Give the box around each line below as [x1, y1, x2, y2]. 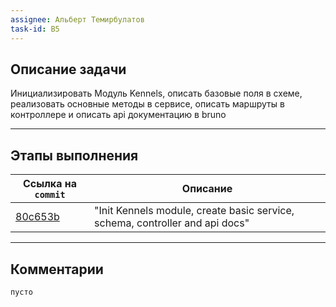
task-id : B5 [10, 24, 60, 34]
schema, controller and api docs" [94, 216, 250, 230]
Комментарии [10, 261, 104, 278]
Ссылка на [23, 177, 77, 191]
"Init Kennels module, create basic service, [94, 204, 295, 218]
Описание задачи [10, 61, 127, 78]
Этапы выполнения [10, 147, 139, 164]
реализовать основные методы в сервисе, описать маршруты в [10, 98, 285, 110]
